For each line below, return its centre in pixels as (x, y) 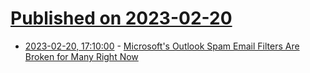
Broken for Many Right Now (81, 56)
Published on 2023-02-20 (121, 18)
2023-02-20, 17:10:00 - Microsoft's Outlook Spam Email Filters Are (162, 46)
